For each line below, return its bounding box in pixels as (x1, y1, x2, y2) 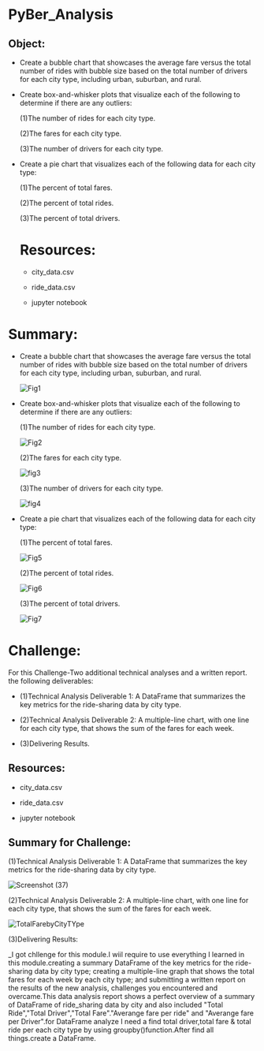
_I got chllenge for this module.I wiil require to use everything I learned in (8, 950, 245, 960)
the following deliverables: (8, 676, 94, 685)
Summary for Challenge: (8, 836, 132, 849)
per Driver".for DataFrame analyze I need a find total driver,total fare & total (8, 1017, 251, 1027)
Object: (8, 37, 46, 50)
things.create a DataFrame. (8, 1034, 96, 1043)
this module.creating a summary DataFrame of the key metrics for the (8, 958, 234, 967)
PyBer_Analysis (8, 6, 114, 24)
